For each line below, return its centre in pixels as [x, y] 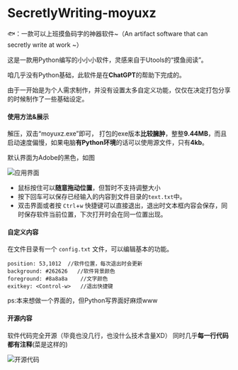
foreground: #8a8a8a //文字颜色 [58, 279]
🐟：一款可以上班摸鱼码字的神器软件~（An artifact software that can [108, 33]
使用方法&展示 [28, 116]
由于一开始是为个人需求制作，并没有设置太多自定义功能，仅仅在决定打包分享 [119, 89]
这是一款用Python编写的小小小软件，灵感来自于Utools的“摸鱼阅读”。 [107, 60]
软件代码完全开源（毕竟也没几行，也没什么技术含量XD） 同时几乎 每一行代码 [118, 335]
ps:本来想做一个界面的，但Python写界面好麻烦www [83, 300]
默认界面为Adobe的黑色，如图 [51, 158]
